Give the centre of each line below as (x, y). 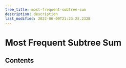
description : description (31, 14)
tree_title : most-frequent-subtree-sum (46, 9)
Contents (20, 60)
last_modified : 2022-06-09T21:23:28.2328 (48, 18)
